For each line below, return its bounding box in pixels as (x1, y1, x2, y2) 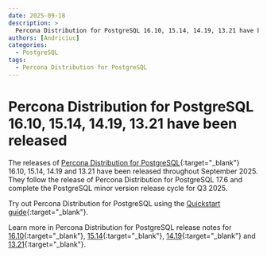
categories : (8, 41, 48, 49)
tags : (8, 56, 26, 64)
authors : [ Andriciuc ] (8, 33, 80, 42)
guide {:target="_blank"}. (8, 207, 89, 216)
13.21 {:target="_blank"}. (8, 239, 87, 249)
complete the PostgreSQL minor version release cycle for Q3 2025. (8, 183, 228, 193)
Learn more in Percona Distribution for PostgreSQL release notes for (8, 222, 232, 232)
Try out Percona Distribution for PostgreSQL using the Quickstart (8, 198, 221, 208)
